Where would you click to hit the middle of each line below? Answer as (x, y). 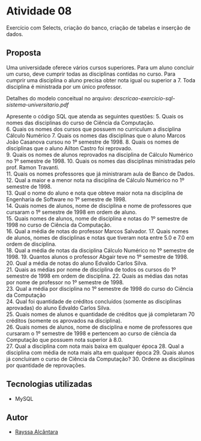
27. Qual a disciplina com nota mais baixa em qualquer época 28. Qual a (95, 346)
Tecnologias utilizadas (49, 384)
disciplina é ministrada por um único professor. (64, 87)
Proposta (24, 53)
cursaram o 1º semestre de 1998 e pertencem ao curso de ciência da (91, 333)
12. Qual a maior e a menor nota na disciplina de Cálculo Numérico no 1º (95, 180)
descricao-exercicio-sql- (144, 98)
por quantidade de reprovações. (46, 365)
